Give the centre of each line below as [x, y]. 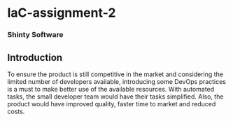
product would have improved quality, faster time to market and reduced [112, 104]
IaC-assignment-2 [62, 13]
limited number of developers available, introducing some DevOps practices [116, 81]
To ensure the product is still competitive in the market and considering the [115, 74]
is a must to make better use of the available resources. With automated [111, 89]
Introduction [35, 57]
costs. [16, 111]
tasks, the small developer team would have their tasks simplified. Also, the [115, 97]
